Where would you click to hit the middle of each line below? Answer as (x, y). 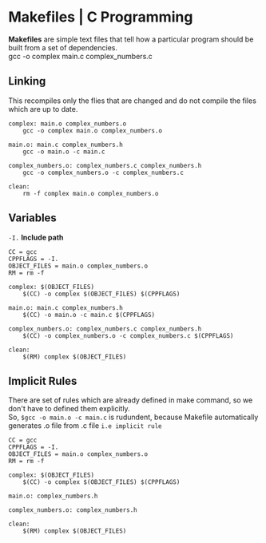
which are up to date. (43, 109)
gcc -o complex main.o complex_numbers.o (92, 131)
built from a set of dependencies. (63, 47)
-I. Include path (36, 237)
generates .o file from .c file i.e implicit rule (85, 426)
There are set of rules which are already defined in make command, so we (131, 400)
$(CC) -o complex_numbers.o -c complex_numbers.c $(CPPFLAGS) (128, 335)
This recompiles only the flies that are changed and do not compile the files (133, 101)
